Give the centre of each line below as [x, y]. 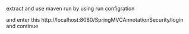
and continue [22, 26]
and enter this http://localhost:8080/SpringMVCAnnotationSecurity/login [95, 20]
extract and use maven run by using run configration [70, 8]
